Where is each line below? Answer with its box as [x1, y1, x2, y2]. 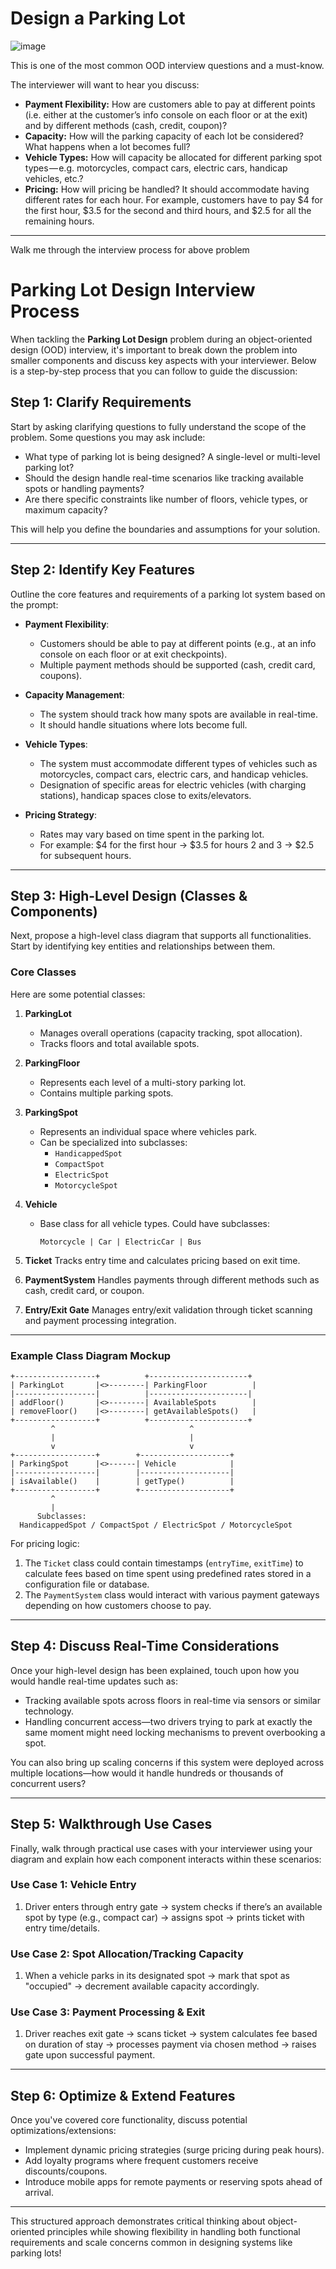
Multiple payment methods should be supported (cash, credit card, [39, 658, 316, 671]
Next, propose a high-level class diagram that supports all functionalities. [10, 930, 312, 942]
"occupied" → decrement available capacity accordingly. [24, 1980, 260, 1992]
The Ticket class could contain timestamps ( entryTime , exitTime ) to [24, 1557, 304, 1569]
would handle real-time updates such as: [10, 1675, 178, 1687]
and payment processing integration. [24, 1314, 177, 1326]
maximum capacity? [24, 503, 108, 516]
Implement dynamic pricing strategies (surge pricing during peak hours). [24, 2144, 325, 2156]
